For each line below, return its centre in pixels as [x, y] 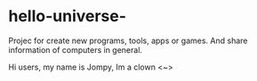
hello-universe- [67, 16]
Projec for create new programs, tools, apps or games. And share [128, 40]
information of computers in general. [76, 49]
